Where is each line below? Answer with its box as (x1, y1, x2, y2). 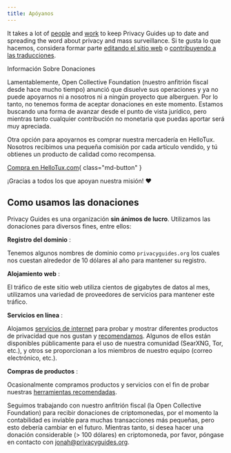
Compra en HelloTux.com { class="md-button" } (7, 163, 143, 171)
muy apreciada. (7, 122, 52, 130)
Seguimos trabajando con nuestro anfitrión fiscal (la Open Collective (7, 401, 201, 409)
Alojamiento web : (7, 270, 61, 278)
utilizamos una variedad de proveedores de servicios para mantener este (7, 291, 215, 299)
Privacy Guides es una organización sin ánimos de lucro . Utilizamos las (7, 215, 211, 223)
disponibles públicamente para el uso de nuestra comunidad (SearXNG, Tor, (7, 339, 223, 347)
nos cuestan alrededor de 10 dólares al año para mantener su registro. (7, 256, 207, 264)
